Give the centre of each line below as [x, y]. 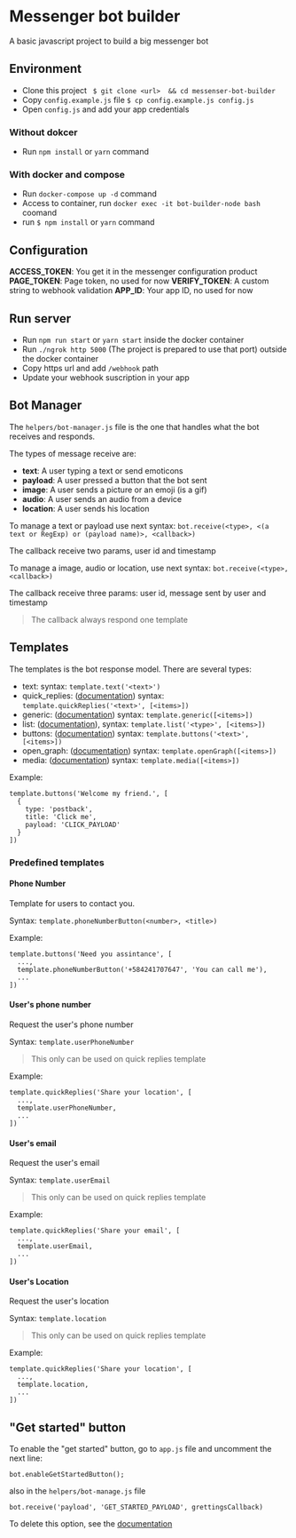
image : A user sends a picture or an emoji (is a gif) [114, 490]
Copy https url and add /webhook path [90, 368]
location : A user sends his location [86, 508]
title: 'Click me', [61, 817]
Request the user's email [55, 1163]
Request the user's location [59, 1301]
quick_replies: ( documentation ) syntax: [93, 696]
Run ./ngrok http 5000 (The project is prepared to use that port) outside [154, 349]
